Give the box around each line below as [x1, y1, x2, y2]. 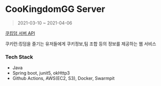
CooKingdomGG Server [5, 3, 105, 15]
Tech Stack [5, 53, 34, 60]
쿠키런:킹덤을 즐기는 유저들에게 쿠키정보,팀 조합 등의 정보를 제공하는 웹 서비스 [5, 41, 156, 47]
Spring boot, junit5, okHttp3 [12, 70, 70, 76]
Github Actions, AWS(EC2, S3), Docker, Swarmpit [12, 76, 115, 82]
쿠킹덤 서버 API [5, 30, 35, 36]
